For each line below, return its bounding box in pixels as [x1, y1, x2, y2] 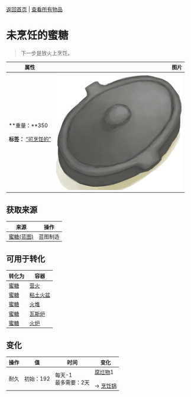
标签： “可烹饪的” [8, 136, 51, 143]
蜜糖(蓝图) [8, 233, 34, 240]
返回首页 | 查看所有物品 [6, 6, 63, 12]
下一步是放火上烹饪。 [20, 49, 73, 56]
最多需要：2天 [55, 379, 90, 386]
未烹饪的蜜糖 [6, 29, 69, 42]
